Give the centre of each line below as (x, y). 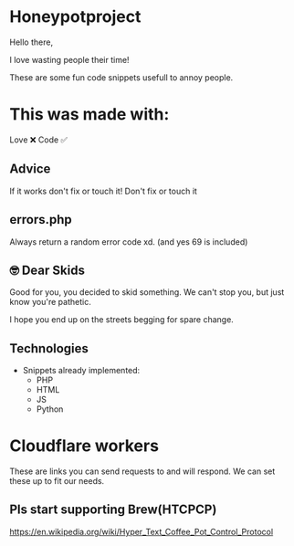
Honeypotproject (75, 17)
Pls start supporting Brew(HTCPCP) (113, 510)
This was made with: (89, 115)
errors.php (41, 220)
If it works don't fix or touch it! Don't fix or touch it (104, 191)
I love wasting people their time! (69, 59)
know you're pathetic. (50, 302)
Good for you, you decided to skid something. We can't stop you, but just (147, 292)
